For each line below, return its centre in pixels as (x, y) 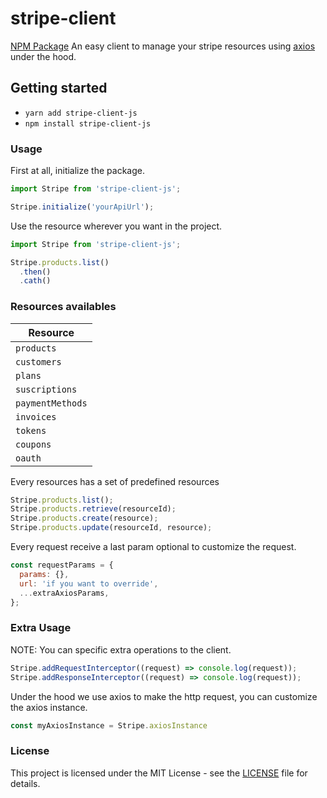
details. (25, 783)
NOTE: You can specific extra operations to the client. (121, 649)
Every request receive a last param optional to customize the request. (153, 547)
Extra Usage (41, 628)
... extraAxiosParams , (64, 593)
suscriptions (46, 389)
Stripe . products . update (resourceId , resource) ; (111, 528)
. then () (35, 272)
